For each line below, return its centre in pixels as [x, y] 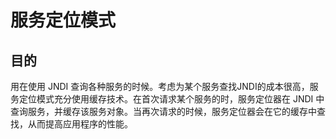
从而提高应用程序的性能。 [80, 124]
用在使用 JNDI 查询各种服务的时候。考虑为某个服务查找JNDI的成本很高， [160, 86]
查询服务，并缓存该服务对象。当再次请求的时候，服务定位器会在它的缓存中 [163, 111]
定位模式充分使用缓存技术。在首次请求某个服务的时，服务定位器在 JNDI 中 [171, 99]
